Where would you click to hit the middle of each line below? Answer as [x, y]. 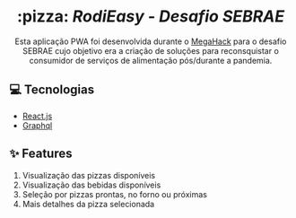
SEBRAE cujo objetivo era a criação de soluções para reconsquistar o [151, 50]
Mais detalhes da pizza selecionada [88, 204]
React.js [37, 116]
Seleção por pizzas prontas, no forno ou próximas [115, 194]
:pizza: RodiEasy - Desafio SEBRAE [151, 17]
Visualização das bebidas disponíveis [91, 185]
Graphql [37, 125]
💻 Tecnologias [52, 90]
